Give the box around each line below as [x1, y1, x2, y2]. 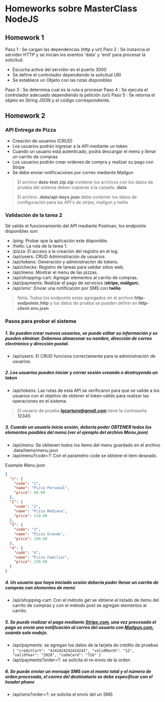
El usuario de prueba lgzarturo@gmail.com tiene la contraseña [17, 407, 147, 413]
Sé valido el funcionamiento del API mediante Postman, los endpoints [5, 223, 147, 229]
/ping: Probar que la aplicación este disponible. [12, 238, 109, 244]
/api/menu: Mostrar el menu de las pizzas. [12, 269, 98, 275]
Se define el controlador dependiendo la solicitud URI [12, 72, 121, 77]
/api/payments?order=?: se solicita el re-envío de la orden [12, 657, 130, 663]
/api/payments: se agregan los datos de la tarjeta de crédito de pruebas [12, 642, 159, 648]
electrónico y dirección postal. [5, 340, 69, 346]
